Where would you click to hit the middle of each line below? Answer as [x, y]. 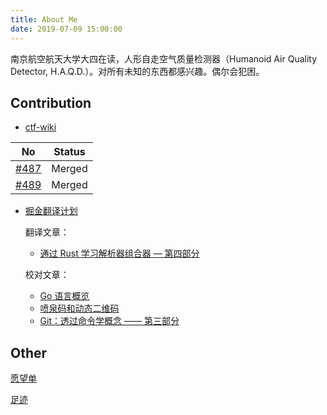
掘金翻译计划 [51, 211]
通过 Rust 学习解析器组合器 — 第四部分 [119, 253]
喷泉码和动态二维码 [79, 308]
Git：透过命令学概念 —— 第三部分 [109, 321]
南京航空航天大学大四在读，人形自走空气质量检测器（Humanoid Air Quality [164, 58]
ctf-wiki [40, 127]
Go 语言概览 [64, 296]
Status [69, 152]
